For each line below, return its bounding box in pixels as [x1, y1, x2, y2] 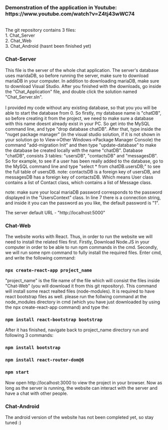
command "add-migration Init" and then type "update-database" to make [5, 142, 156, 148]
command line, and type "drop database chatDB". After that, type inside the [5, 126, 161, 132]
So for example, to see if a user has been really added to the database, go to [5, 158, 163, 164]
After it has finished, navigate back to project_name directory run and [5, 327, 149, 333]
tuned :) [5, 419, 22, 425]
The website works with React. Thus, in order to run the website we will [5, 233, 153, 239]
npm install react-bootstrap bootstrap [5, 317, 103, 323]
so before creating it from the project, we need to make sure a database [5, 115, 154, 121]
